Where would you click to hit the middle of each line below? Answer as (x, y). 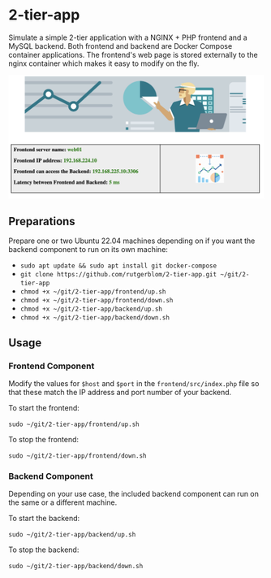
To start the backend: (44, 519)
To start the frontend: (44, 408)
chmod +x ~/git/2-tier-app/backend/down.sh (95, 318)
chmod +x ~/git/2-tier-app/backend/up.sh (91, 309)
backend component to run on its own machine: (88, 250)
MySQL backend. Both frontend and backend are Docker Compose (120, 46)
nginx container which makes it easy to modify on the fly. (104, 63)
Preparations (42, 221)
